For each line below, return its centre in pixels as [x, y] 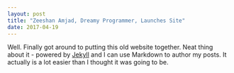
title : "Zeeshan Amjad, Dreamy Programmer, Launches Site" [96, 21]
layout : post [27, 14]
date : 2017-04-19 [33, 27]
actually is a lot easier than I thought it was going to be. [88, 62]
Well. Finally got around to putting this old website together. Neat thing [110, 47]
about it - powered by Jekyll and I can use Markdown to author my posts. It [117, 55]
